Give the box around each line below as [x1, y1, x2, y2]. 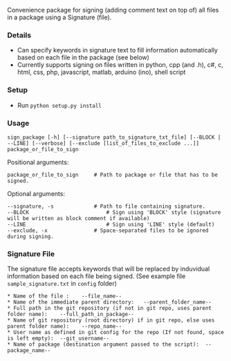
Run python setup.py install [17, 101, 102, 109]
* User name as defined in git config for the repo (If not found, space [7, 329, 225, 336]
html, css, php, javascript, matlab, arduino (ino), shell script [17, 68, 186, 77]
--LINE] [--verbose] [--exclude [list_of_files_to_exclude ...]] [7, 139, 199, 147]
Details [7, 30, 32, 40]
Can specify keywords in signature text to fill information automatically [17, 46, 218, 55]
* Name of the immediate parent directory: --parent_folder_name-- [7, 299, 212, 306]
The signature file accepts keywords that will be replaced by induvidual [7, 265, 210, 273]
